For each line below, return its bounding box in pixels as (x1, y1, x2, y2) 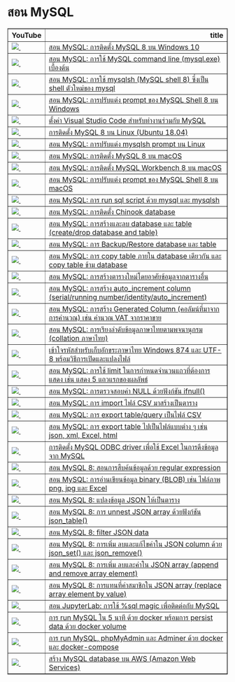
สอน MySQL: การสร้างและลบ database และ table (48, 218, 192, 228)
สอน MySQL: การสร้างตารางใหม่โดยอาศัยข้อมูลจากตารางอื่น (48, 271, 208, 281)
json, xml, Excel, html (48, 430, 117, 440)
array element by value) (48, 589, 127, 599)
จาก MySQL (48, 450, 85, 460)
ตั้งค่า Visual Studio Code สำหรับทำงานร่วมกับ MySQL (48, 115, 206, 125)
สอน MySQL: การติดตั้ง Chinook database (48, 207, 176, 217)
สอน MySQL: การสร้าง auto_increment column (48, 283, 191, 293)
